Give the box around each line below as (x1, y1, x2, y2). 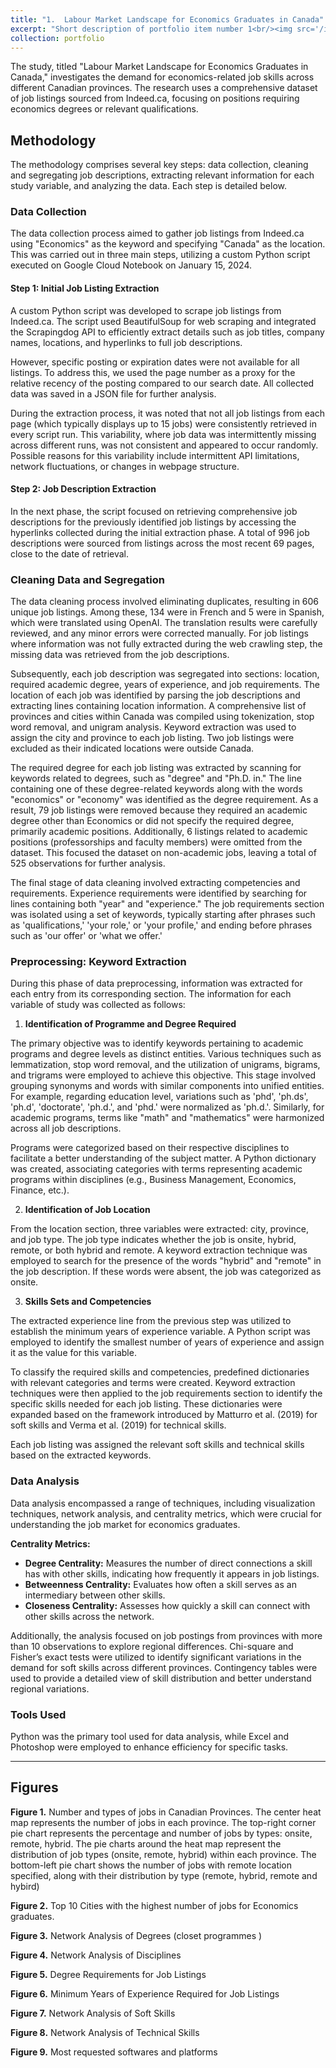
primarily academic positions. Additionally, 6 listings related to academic (10, 826, 308, 838)
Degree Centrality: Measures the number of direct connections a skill (24, 1557, 313, 1569)
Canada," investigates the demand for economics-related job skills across (10, 71, 315, 83)
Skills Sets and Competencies (24, 1296, 152, 1308)
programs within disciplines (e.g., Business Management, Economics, (10, 1174, 297, 1186)
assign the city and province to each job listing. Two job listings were (10, 732, 295, 744)
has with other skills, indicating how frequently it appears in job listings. (24, 1567, 320, 1580)
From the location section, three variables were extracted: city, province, (10, 1223, 309, 1235)
